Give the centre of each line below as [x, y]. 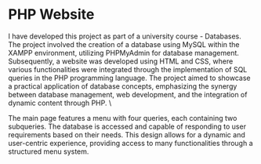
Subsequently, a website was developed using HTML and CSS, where [121, 61]
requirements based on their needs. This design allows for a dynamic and [127, 134]
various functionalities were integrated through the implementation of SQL [128, 69]
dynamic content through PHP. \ [60, 103]
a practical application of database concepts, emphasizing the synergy [123, 86]
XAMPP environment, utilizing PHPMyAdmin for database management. [123, 53]
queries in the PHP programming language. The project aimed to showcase [129, 78]
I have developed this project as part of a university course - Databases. [125, 36]
